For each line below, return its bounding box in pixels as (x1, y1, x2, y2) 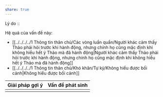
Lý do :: (5, 20, 20, 26)
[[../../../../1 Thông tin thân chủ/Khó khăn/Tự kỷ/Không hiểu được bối (12, 65, 147, 71)
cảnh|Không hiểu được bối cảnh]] (12, 70, 80, 76)
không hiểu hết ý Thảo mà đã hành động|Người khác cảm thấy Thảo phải (12, 49, 159, 55)
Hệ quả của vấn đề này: (5, 30, 53, 35)
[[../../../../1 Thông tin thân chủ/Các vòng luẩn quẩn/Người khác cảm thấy (12, 39, 157, 45)
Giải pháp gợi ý (7, 81, 43, 88)
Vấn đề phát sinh (48, 81, 88, 88)
